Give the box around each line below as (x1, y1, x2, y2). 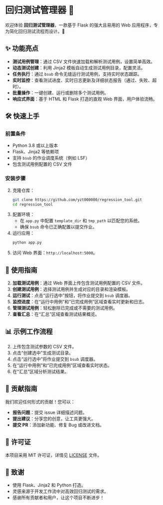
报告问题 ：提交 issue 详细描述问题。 (12, 409, 87, 415)
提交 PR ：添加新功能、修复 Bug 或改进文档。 (12, 422, 105, 428)
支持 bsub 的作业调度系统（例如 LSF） (12, 155, 90, 161)
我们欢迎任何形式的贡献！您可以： (5, 399, 75, 405)
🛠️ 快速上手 (5, 112, 40, 120)
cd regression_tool (12, 202, 53, 207)
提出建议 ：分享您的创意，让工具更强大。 (12, 415, 96, 422)
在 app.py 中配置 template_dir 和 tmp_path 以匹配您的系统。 (19, 218, 143, 224)
